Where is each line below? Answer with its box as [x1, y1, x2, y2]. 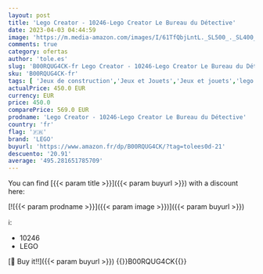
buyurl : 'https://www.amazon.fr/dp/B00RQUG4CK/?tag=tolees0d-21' [8, 142, 225, 150]
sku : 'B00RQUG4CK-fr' [8, 70, 79, 78]
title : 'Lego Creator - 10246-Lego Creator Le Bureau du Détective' [8, 19, 236, 27]
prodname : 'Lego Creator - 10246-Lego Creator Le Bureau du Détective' [8, 114, 247, 121]
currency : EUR [8, 92, 55, 99]
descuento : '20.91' [8, 150, 72, 157]
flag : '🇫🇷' [8, 128, 47, 135]
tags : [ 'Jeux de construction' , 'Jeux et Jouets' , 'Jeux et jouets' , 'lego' [8, 77, 258, 85]
